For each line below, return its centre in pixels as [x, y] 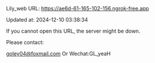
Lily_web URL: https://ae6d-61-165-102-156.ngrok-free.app [77, 8]
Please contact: [25, 42]
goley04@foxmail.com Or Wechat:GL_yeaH [58, 54]
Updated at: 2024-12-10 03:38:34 [47, 20]
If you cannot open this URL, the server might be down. [73, 31]
